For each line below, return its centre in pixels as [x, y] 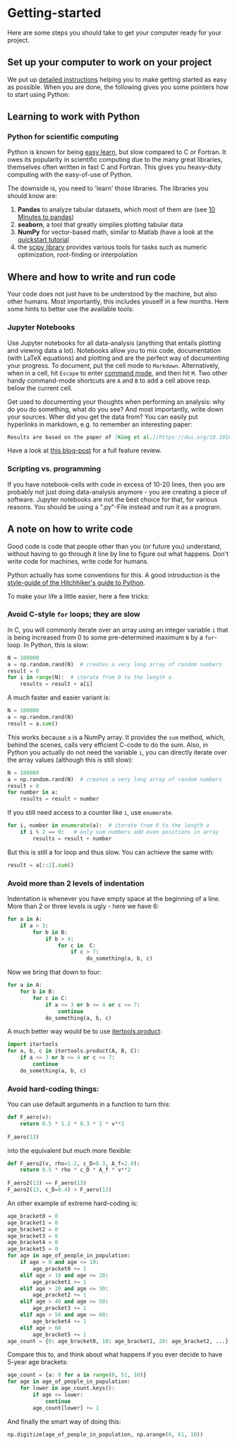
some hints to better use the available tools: [71, 309]
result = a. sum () [33, 724]
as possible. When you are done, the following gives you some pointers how [118, 87]
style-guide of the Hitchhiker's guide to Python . [77, 582]
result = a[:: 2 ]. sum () [41, 865]
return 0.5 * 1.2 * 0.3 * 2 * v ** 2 [72, 1124]
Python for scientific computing [63, 137]
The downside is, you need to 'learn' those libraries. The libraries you [108, 188]
